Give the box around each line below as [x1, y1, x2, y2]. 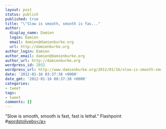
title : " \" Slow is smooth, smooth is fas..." [5, 21, 100, 26]
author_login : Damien [5, 49, 50, 54]
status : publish [5, 12, 39, 17]
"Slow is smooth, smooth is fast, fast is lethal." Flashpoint [5, 113, 122, 119]
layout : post [5, 7, 32, 12]
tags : [5, 90, 16, 95]
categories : [5, 81, 30, 86]
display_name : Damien [9, 30, 54, 35]
